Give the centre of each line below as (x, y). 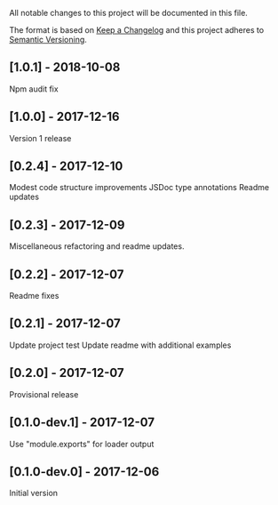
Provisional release (44, 394)
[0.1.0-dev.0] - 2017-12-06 (84, 472)
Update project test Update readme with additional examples (120, 345)
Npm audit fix (34, 89)
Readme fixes (34, 296)
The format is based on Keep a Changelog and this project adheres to (137, 30)
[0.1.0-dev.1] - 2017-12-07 (82, 423)
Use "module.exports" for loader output (82, 444)
